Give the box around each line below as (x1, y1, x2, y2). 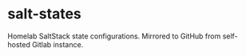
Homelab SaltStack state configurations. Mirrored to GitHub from (7, 31, 221, 41)
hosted (7, 39, 31, 49)
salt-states (7, 5, 81, 23)
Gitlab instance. (32, 39, 84, 49)
